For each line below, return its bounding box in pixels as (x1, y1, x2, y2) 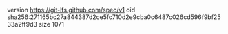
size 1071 (39, 20, 64, 28)
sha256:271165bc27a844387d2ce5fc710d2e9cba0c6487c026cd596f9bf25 (7, 13, 221, 21)
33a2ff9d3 (7, 20, 38, 28)
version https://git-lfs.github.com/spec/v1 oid (7, 6, 136, 14)
